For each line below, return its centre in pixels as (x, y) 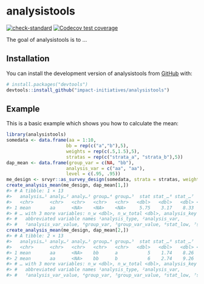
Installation (28, 59)
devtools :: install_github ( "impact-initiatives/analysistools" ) (88, 90)
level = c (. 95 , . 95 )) (93, 174)
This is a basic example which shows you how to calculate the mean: (93, 124)
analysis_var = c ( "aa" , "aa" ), (106, 168)
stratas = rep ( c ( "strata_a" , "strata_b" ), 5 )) (124, 157)
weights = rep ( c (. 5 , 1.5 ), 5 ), (103, 151)
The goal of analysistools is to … (47, 39)
